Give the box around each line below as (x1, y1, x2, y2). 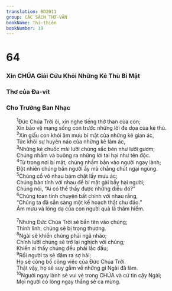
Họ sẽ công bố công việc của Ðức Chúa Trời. (17, 258, 126, 266)
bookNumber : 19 (6, 25, 44, 31)
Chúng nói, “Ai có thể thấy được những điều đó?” (17, 185, 136, 192)
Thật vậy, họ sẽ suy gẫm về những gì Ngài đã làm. (17, 264, 138, 271)
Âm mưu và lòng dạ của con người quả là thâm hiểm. (17, 205, 145, 212)
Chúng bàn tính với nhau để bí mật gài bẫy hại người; (17, 178, 145, 186)
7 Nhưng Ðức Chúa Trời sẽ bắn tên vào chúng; (17, 218, 128, 226)
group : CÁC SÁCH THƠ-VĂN (6, 14, 67, 20)
